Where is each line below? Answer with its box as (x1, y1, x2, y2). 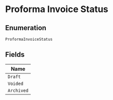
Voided (8, 80, 24, 86)
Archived (8, 87, 29, 93)
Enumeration (5, 24, 47, 32)
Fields (5, 50, 25, 59)
